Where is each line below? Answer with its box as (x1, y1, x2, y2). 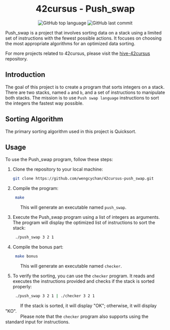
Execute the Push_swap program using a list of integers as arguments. (12, 214, 160, 220)
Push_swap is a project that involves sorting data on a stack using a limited (5, 29, 162, 36)
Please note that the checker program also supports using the (20, 313, 149, 319)
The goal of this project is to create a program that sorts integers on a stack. (5, 84, 165, 90)
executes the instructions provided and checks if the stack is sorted (12, 278, 155, 284)
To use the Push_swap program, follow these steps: (5, 156, 113, 162)
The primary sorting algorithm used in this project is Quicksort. (5, 128, 137, 135)
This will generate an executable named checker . (20, 262, 122, 269)
